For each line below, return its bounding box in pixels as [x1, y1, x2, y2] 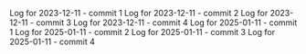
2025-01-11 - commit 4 [9, 36, 96, 47]
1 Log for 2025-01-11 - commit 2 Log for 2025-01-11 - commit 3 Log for [9, 27, 276, 37]
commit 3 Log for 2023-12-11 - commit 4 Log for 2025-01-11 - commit [36, 17, 298, 28]
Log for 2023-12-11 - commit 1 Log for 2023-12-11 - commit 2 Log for [9, 8, 269, 18]
